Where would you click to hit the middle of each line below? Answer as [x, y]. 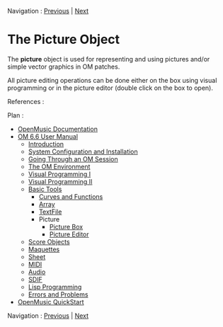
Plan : [16, 115]
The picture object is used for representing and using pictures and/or [109, 59]
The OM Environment [59, 166]
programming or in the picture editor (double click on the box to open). [110, 88]
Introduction [46, 144]
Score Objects [49, 241]
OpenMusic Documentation [57, 129]
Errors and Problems [58, 294]
